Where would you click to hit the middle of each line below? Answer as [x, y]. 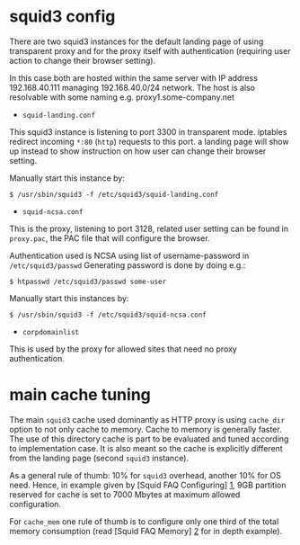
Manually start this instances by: [69, 298]
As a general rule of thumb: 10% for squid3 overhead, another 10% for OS [145, 475]
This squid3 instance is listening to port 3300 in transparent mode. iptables [148, 131]
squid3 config [62, 17]
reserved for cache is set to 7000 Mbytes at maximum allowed [125, 494]
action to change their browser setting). [82, 60]
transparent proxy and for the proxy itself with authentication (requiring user [150, 50]
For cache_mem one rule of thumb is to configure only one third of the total [144, 521]
